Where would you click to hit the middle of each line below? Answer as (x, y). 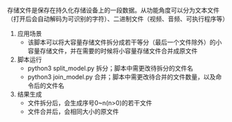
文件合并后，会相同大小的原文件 (73, 112)
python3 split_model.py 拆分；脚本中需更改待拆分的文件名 (110, 68)
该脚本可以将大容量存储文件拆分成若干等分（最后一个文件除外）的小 (125, 42)
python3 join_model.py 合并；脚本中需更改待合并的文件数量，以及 (122, 77)
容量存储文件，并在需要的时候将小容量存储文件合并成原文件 (113, 51)
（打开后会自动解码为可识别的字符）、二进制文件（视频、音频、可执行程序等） (118, 19)
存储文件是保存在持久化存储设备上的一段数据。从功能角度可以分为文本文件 (113, 10)
